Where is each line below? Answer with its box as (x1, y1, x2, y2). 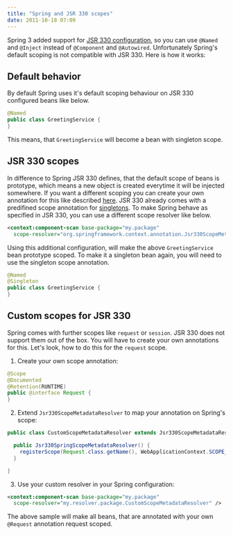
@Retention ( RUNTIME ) (7, 383, 67, 390)
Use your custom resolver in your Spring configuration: (17, 480, 175, 488)
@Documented (7, 377, 42, 384)
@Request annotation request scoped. (7, 520, 113, 528)
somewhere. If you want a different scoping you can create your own (7, 188, 205, 197)
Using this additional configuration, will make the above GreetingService (7, 243, 214, 252)
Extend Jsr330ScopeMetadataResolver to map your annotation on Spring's (17, 409, 225, 417)
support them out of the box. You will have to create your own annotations (7, 336, 219, 344)
